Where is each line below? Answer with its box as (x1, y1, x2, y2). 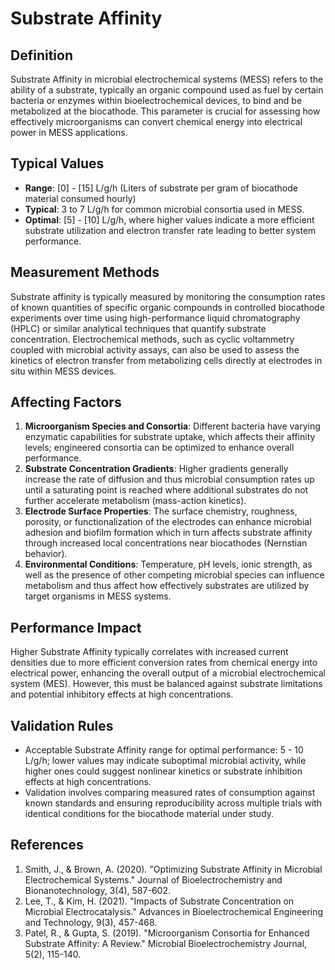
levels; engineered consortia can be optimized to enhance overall (24, 442, 295, 454)
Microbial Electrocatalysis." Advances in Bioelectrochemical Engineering (24, 905, 324, 917)
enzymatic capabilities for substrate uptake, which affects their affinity (24, 431, 316, 443)
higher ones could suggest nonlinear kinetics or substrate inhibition (24, 765, 303, 777)
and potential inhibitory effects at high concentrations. (10, 688, 234, 701)
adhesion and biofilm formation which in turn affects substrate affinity (24, 527, 313, 539)
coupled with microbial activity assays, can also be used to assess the (10, 343, 300, 356)
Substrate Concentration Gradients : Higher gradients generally (24, 463, 289, 475)
